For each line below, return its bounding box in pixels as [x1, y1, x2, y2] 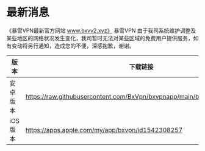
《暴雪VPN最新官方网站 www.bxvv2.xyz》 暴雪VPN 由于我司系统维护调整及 [6, 27, 196, 34]
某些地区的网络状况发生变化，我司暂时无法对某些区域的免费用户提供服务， [6, 34, 193, 41]
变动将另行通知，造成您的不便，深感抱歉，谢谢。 [11, 42, 135, 49]
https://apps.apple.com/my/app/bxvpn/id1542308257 [25, 125, 183, 134]
